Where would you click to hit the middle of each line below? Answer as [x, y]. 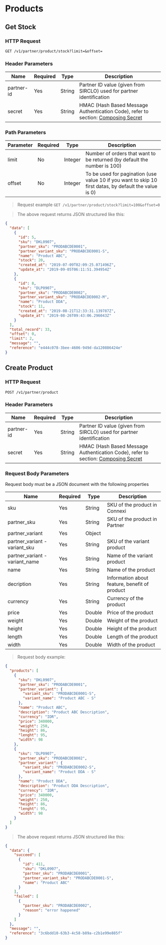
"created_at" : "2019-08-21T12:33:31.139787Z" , [67, 311]
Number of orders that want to [121, 154]
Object [93, 533]
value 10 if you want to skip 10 [122, 180]
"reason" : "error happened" [52, 910]
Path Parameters [25, 133]
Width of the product [131, 645]
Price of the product [130, 613]
